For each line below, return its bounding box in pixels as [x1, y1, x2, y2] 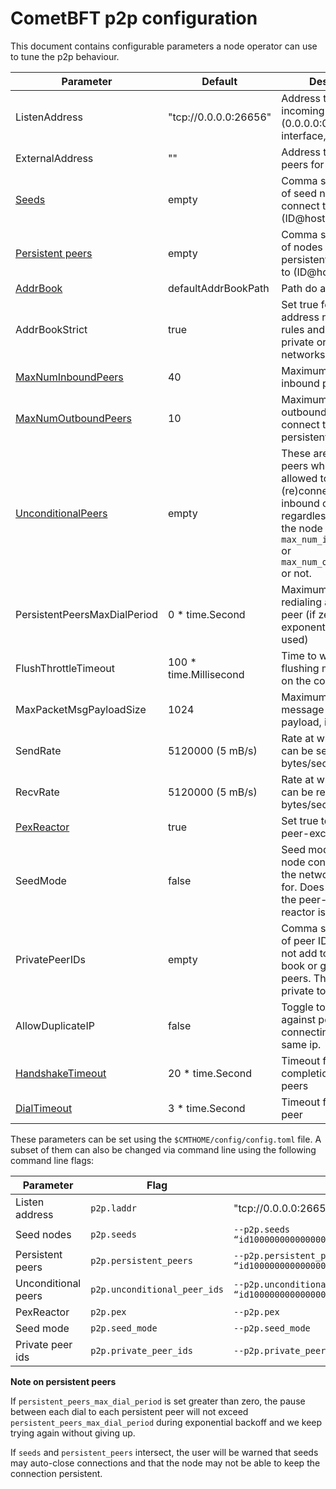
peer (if [281, 607, 317, 621]
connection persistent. [10, 1467, 103, 1479]
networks [281, 347, 326, 361]
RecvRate [15, 785, 60, 799]
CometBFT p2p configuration [10, 7, 258, 30]
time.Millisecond [167, 667, 245, 681]
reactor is [281, 905, 326, 919]
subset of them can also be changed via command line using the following [10, 1143, 317, 1156]
